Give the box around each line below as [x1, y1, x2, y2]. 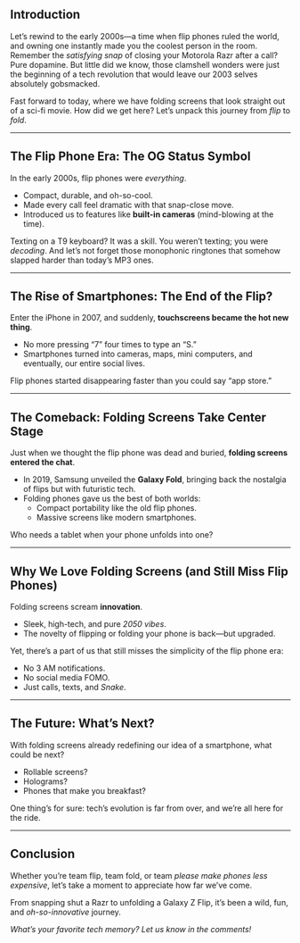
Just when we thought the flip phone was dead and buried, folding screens [10, 447, 288, 458]
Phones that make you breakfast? [22, 785, 146, 796]
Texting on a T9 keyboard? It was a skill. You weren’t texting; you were [10, 236, 269, 246]
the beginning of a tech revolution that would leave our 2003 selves [10, 69, 258, 79]
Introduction [10, 7, 81, 22]
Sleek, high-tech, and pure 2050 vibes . [22, 619, 167, 630]
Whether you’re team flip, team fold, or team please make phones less [10, 870, 268, 880]
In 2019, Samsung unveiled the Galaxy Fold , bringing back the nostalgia [22, 474, 287, 485]
